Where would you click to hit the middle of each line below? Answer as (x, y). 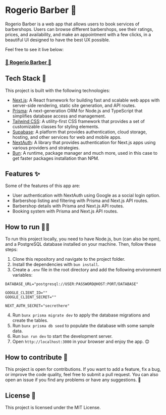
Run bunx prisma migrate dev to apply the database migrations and (81, 315)
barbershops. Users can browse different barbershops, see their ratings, (79, 29)
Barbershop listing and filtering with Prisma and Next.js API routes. (80, 201)
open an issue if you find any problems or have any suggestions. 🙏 (73, 380)
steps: (11, 250)
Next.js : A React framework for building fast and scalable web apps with (86, 100)
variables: (22, 275)
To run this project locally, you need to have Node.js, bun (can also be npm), (83, 239)
